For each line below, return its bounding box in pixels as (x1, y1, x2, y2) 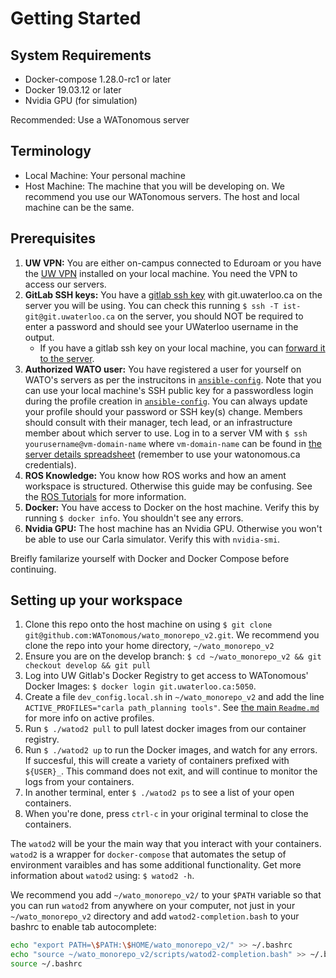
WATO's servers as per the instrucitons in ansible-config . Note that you (24, 373, 322, 386)
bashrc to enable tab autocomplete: (10, 921, 157, 933)
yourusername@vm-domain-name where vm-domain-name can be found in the (24, 437, 322, 449)
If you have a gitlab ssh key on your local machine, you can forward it (39, 342, 326, 354)
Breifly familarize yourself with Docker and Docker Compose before (10, 552, 290, 564)
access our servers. (24, 278, 107, 290)
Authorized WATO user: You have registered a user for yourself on (24, 363, 302, 375)
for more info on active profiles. (24, 712, 155, 724)
